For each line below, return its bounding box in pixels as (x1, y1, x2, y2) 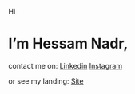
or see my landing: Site (8, 76, 84, 86)
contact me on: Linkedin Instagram (8, 61, 122, 70)
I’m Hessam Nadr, (8, 35, 129, 53)
